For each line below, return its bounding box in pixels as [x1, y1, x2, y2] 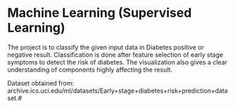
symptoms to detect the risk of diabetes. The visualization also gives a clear [7, 58, 227, 66]
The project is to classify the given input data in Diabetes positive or [7, 43, 204, 51]
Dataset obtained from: [7, 79, 75, 87]
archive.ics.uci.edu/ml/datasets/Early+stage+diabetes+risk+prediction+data [7, 86, 229, 95]
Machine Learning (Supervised [7, 5, 192, 21]
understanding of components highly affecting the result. [7, 65, 173, 74]
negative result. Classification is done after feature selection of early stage [7, 50, 224, 59]
